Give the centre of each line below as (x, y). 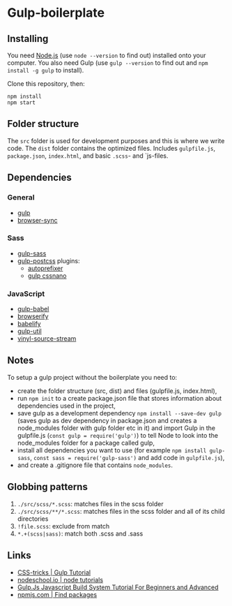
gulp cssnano (47, 275)
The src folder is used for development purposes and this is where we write (116, 140)
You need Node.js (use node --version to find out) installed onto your (107, 55)
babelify (29, 324)
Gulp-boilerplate (56, 13)
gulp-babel (33, 309)
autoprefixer (45, 268)
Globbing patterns (48, 487)
